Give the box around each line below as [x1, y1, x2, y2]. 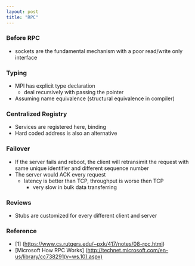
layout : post [6, 8, 39, 15]
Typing [6, 69, 27, 77]
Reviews [6, 198, 32, 206]
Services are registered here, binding [14, 123, 106, 131]
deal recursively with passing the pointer [23, 89, 124, 96]
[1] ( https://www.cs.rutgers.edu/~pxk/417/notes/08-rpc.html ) [14, 240, 165, 248]
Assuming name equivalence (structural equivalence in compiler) [14, 95, 175, 102]
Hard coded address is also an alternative [14, 129, 117, 137]
